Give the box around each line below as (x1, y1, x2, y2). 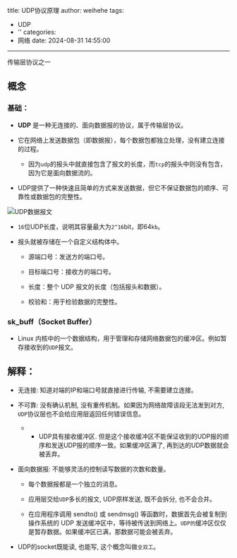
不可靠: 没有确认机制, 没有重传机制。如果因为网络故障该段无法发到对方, (17, 400, 224, 409)
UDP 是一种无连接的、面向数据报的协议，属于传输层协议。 (17, 121, 188, 129)
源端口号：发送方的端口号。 (28, 252, 109, 261)
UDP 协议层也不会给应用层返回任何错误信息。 (17, 409, 145, 418)
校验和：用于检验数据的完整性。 (28, 297, 121, 306)
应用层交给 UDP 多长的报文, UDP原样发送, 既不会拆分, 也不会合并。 (28, 494, 217, 503)
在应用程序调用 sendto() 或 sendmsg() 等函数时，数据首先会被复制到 (28, 509, 227, 518)
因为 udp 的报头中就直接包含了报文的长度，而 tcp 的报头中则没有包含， (28, 160, 227, 168)
